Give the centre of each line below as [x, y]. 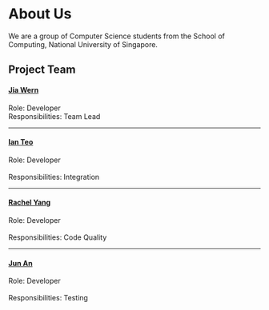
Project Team [42, 70]
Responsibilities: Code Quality [58, 237]
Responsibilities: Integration [54, 177]
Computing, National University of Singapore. [83, 44]
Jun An [21, 263]
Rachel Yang [30, 203]
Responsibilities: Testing [48, 298]
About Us [40, 14]
